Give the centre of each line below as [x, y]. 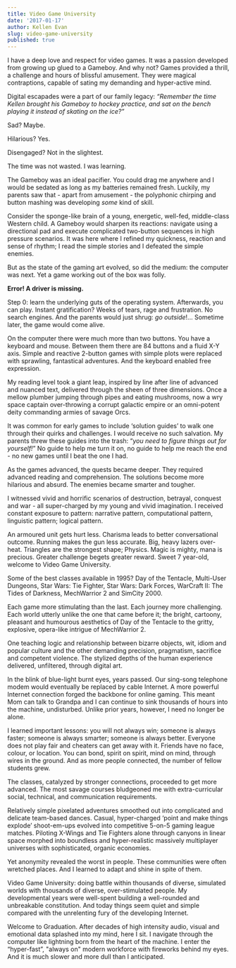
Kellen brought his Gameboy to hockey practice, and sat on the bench [109, 104]
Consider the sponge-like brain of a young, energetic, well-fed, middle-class [118, 216]
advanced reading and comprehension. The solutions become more [106, 477]
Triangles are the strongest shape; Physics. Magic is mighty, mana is [123, 550]
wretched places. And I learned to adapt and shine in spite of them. [105, 869]
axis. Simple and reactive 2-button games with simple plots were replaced [115, 353]
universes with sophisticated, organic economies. [79, 848]
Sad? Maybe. [26, 125]
